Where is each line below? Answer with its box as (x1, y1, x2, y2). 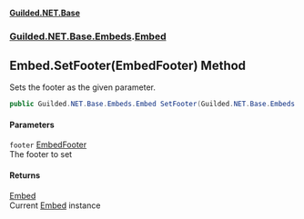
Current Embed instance (9, 200, 101, 211)
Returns (9, 170, 41, 181)
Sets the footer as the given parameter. (9, 82, 157, 93)
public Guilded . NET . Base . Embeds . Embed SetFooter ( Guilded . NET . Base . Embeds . (9, 100, 299, 109)
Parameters (9, 119, 55, 130)
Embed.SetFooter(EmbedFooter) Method (9, 57, 247, 73)
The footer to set (9, 149, 73, 160)
